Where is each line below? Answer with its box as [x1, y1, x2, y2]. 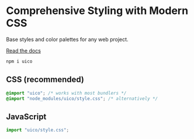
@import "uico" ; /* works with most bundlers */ [6, 90, 127, 96]
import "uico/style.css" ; [6, 127, 69, 133]
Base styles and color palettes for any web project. [6, 36, 129, 43]
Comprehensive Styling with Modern [6, 4, 189, 18]
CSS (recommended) [6, 75, 85, 85]
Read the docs [6, 47, 41, 54]
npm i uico [6, 58, 33, 64]
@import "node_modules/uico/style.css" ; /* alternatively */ [6, 95, 158, 102]
